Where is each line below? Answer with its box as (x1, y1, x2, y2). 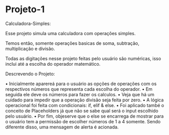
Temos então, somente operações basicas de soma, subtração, (5, 40, 140, 46)
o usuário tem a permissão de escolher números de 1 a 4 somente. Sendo (5, 118, 161, 124)
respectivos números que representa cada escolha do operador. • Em (5, 86, 153, 92)
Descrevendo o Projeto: (5, 70, 55, 77)
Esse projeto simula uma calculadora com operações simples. (5, 30, 136, 36)
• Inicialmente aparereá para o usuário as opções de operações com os (5, 80, 157, 87)
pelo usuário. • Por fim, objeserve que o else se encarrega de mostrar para (5, 113, 164, 119)
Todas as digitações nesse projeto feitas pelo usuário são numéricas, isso (5, 55, 161, 62)
